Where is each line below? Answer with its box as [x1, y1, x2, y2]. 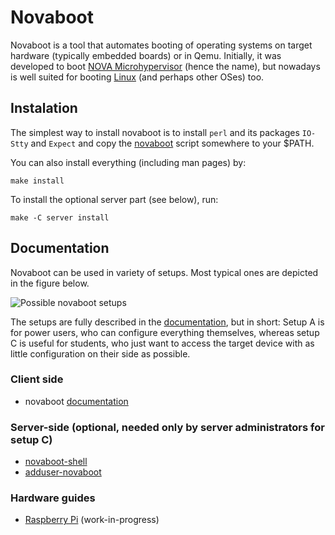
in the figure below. [10, 277, 90, 289]
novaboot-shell [24, 456, 88, 468]
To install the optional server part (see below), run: [10, 193, 219, 205]
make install [10, 176, 65, 186]
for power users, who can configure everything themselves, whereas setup [10, 326, 320, 338]
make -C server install [10, 212, 110, 223]
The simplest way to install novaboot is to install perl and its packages [10, 126, 300, 138]
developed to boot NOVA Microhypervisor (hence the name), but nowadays [10, 60, 321, 72]
